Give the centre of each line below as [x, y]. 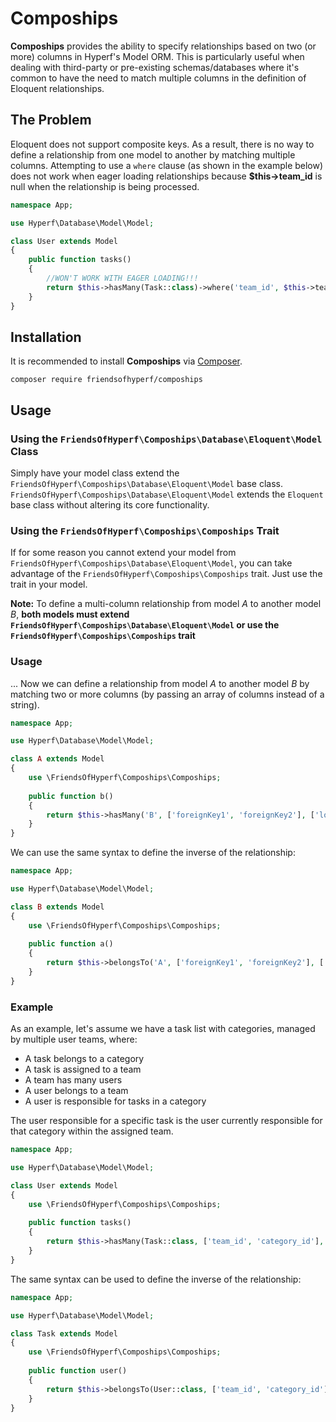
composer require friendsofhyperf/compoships [106, 380]
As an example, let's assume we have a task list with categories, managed [163, 1029]
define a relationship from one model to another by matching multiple [153, 154]
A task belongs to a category [84, 1059]
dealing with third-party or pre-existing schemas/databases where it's [155, 67]
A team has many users [73, 1080]
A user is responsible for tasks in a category [115, 1101]
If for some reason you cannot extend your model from [123, 553]
